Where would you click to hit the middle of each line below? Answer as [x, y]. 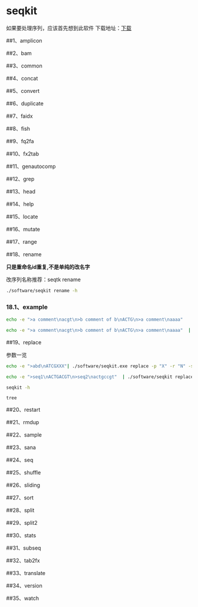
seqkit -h [18, 388]
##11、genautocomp [31, 166]
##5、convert [23, 91]
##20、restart [23, 410]
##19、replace [24, 342]
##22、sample [24, 435]
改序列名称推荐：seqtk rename [44, 279]
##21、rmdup [23, 422]
